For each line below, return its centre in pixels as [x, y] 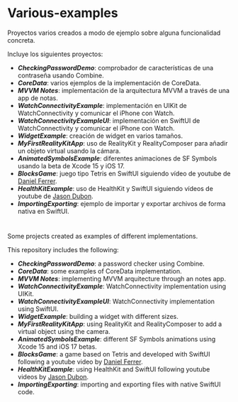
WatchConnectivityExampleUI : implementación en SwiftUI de [109, 120]
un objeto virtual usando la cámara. [69, 151]
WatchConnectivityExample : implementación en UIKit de [102, 105]
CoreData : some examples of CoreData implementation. [100, 271]
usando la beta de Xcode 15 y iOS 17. [71, 165]
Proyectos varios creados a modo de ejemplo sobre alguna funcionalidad [114, 33]
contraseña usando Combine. [61, 75]
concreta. [21, 40]
